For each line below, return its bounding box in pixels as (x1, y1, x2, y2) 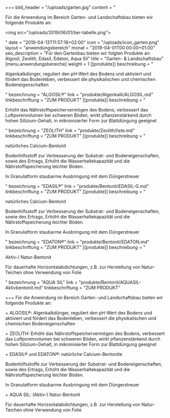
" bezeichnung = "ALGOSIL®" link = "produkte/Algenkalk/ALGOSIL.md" (5, 92, 153, 97)
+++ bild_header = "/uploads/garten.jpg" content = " (5, 5, 116, 10)
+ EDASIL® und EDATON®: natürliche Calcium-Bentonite (5, 351, 123, 357)
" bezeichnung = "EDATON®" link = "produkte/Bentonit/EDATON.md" (5, 239, 150, 245)
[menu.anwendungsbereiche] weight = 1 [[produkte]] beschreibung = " (5, 61, 154, 67)
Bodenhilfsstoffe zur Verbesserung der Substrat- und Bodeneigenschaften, (5, 361, 162, 367)
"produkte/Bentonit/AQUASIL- (78, 280, 141, 285)
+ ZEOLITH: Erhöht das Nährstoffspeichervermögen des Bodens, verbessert (5, 330, 165, 337)
